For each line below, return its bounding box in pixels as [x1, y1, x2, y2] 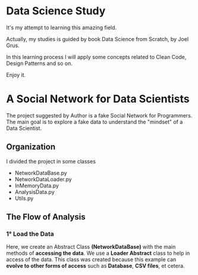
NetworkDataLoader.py [14, 175, 73, 183]
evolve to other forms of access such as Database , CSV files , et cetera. [6, 262, 186, 270]
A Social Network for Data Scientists [6, 92, 190, 106]
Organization [6, 142, 55, 152]
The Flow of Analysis [6, 212, 86, 222]
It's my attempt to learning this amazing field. [6, 24, 117, 31]
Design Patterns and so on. [6, 60, 73, 67]
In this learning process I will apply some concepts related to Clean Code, [6, 53, 187, 60]
